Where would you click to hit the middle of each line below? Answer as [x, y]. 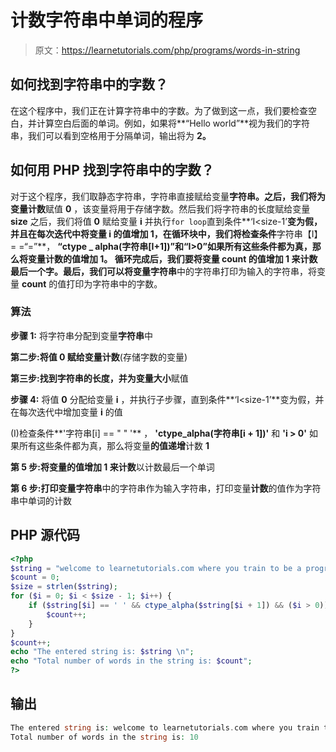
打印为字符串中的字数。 [114, 283]
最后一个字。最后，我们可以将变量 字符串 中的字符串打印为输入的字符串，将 [163, 271]
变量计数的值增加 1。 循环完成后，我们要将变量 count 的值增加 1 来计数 [172, 258]
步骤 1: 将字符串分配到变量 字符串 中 [81, 335]
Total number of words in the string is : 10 [104, 737]
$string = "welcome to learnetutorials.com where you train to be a [156, 568]
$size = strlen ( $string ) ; [64, 587]
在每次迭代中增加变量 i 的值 [66, 412]
